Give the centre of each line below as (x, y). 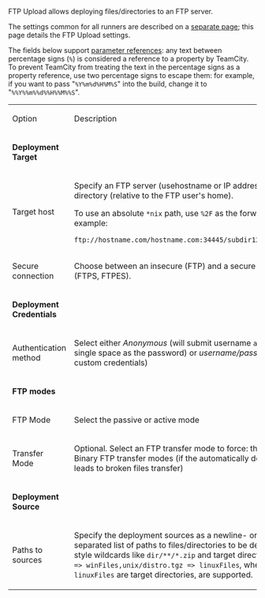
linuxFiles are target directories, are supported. (163, 575)
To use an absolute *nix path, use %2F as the (156, 213)
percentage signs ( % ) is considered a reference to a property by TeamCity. (129, 59)
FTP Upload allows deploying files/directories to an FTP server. (111, 11)
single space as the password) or (135, 353)
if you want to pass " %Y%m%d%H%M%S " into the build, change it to (108, 84)
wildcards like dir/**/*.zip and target (165, 555)
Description (95, 119)
